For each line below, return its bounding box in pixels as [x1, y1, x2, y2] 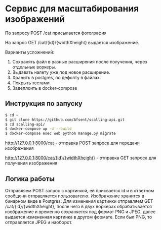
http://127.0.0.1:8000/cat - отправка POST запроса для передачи [5, 140, 140, 146]
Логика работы [5, 174, 55, 183]
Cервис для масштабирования [5, 3, 139, 14]
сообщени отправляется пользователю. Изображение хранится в [5, 193, 145, 199]
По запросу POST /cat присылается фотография [5, 30, 107, 36]
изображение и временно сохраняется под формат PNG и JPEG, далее [5, 209, 156, 215]
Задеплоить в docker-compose [12, 85, 78, 91]
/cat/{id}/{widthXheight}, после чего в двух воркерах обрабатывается [5, 203, 152, 209]
